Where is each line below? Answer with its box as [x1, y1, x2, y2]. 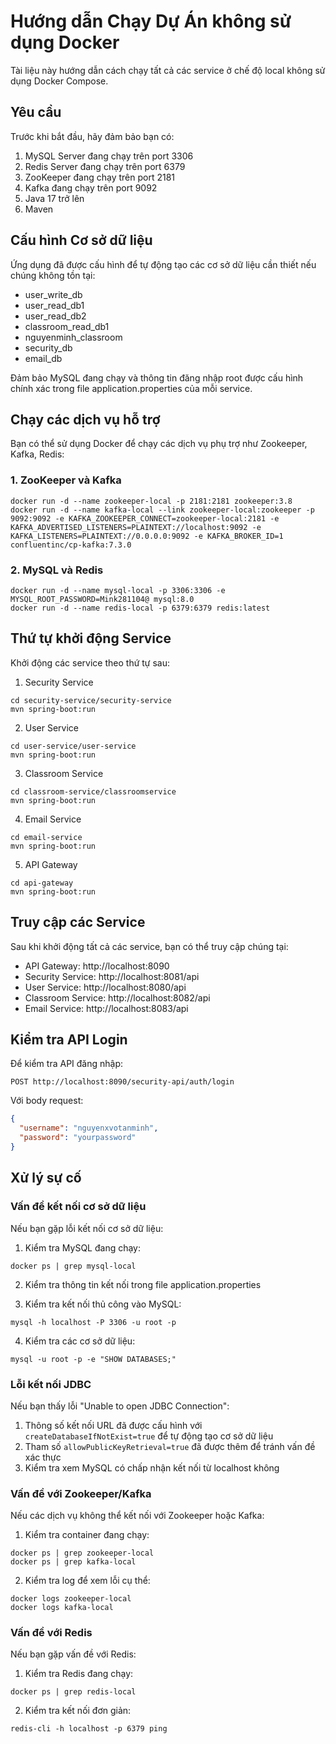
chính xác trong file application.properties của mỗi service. [10, 382, 253, 394]
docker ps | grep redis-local [10, 1687, 137, 1697]
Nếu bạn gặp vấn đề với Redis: [10, 1648, 137, 1660]
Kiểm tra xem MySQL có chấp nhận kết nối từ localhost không [24, 1461, 280, 1474]
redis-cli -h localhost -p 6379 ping [10, 1724, 168, 1734]
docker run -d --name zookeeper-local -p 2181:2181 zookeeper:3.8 [10, 496, 293, 506]
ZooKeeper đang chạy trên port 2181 [24, 171, 176, 183]
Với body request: [10, 1095, 84, 1107]
